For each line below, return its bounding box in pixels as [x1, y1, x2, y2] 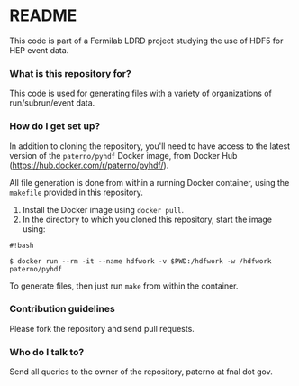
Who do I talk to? [9, 345, 85, 358]
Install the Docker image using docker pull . [22, 204, 185, 215]
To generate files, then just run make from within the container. [9, 280, 239, 291]
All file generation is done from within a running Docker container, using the [9, 177, 290, 188]
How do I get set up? [9, 120, 101, 133]
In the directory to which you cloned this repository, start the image [22, 214, 273, 225]
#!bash [9, 241, 34, 250]
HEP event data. [9, 44, 69, 55]
